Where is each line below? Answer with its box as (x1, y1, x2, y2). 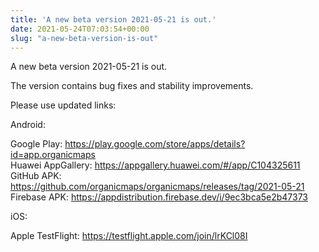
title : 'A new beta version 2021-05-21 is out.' (10, 14, 217, 25)
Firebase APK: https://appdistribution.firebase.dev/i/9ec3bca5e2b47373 (10, 191, 308, 203)
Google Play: (10, 138, 63, 150)
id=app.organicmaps (10, 149, 96, 161)
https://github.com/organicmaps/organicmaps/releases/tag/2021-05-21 (10, 181, 305, 193)
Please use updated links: (10, 99, 117, 111)
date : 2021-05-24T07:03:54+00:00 (10, 24, 150, 34)
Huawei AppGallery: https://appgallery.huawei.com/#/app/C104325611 (10, 159, 301, 171)
